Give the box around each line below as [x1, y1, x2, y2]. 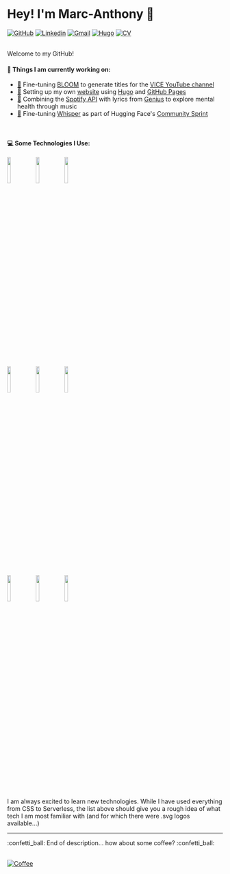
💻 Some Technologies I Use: [7, 139, 90, 147]
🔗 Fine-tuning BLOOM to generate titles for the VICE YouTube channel [16, 80, 214, 88]
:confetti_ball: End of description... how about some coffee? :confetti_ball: [7, 838, 215, 847]
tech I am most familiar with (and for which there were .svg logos [7, 812, 190, 820]
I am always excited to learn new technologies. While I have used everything [7, 797, 222, 805]
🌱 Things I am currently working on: [7, 65, 111, 73]
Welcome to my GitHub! [7, 49, 74, 58]
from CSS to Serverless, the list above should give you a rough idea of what [7, 804, 220, 812]
